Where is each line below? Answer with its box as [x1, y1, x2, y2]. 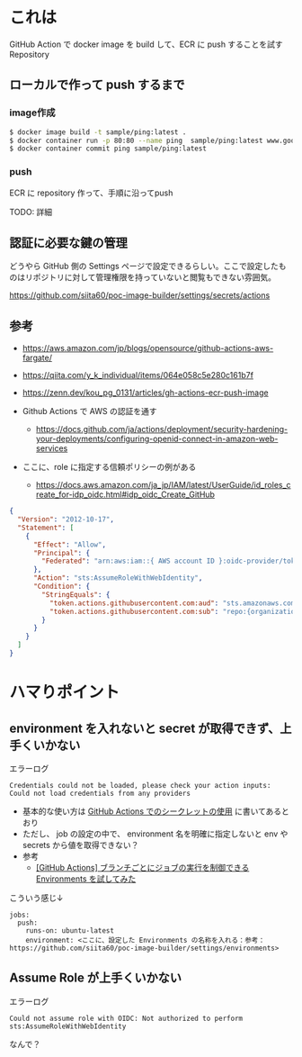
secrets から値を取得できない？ [22, 839, 139, 850]
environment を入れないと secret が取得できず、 [9, 720, 280, 736]
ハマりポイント [9, 682, 120, 702]
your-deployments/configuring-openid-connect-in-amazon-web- [35, 433, 279, 445]
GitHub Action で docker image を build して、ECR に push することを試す [9, 39, 283, 50]
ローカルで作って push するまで [9, 77, 186, 93]
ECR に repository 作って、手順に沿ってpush [9, 187, 173, 198]
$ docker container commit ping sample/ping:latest [9, 144, 207, 153]
